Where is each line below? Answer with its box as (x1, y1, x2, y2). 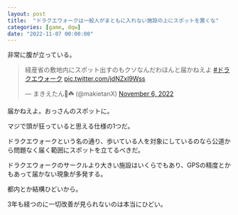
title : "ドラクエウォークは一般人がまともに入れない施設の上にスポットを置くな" (7, 17, 219, 24)
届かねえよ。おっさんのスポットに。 (7, 107, 114, 116)
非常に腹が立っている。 (7, 50, 76, 59)
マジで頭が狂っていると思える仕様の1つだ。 (7, 122, 134, 131)
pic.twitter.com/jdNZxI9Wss (63, 75, 146, 83)
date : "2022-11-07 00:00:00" (7, 30, 94, 38)
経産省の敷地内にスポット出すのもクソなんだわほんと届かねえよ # (24, 65, 218, 75)
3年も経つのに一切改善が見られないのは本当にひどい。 (7, 200, 167, 209)
